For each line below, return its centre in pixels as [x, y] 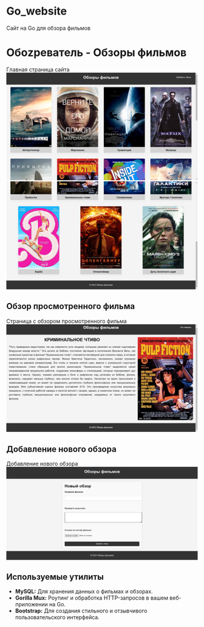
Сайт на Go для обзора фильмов [49, 28]
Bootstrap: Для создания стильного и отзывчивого [81, 611]
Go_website [37, 11]
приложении [31, 604]
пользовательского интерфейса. [57, 617]
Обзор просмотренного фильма [71, 306]
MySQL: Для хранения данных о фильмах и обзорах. [84, 592]
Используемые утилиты [55, 577]
